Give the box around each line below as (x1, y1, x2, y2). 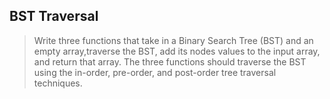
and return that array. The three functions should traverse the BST (33, 55, 307, 68)
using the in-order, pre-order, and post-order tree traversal (33, 66, 277, 78)
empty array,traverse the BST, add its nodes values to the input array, (33, 45, 321, 57)
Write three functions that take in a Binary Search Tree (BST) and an (33, 34, 314, 46)
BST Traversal (9, 8, 99, 25)
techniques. (33, 77, 83, 89)
